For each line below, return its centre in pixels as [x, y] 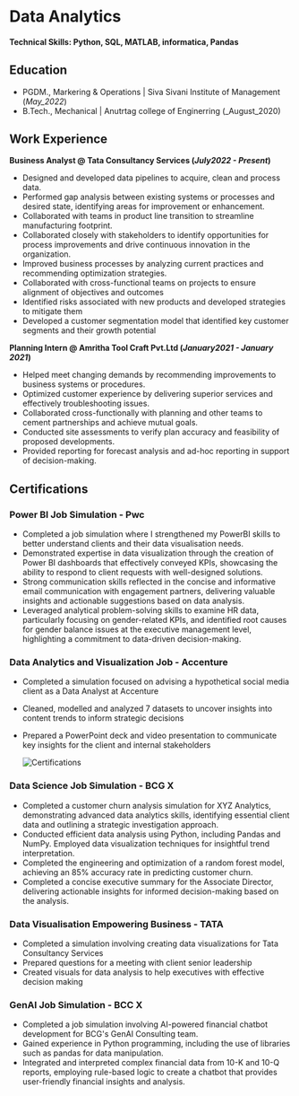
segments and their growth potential [89, 330]
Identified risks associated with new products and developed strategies [154, 302]
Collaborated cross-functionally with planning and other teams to [142, 413]
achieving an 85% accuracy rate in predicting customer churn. [137, 872]
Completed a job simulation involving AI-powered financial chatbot [145, 1024]
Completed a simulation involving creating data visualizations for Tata [150, 943]
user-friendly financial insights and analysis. [103, 1082]
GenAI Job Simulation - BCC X [76, 1004]
